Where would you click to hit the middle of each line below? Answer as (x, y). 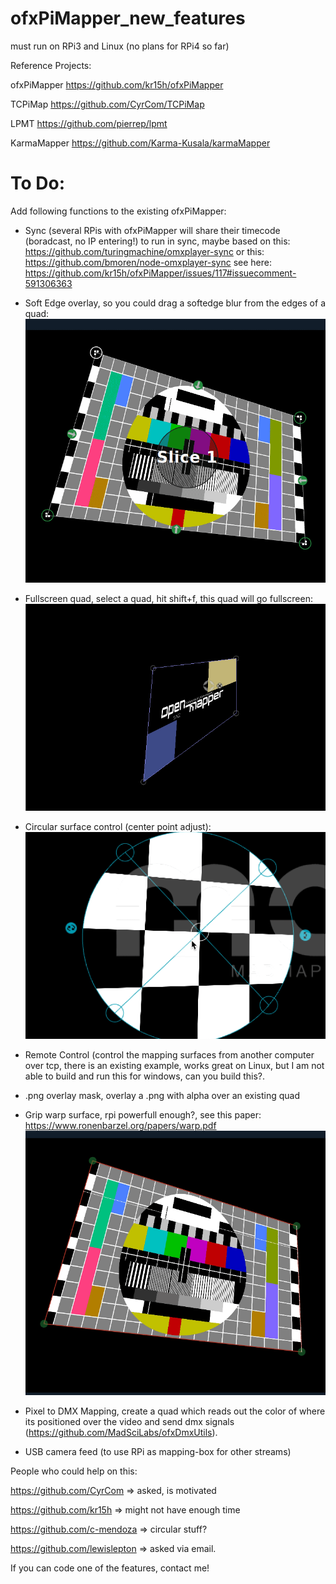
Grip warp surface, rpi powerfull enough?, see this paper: (143, 1115)
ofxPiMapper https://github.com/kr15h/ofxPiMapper (117, 84)
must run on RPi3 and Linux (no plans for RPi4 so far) (120, 46)
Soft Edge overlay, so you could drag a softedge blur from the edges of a (175, 303)
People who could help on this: (74, 1471)
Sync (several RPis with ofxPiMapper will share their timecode (152, 230)
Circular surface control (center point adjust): (118, 827)
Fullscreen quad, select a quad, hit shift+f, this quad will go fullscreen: (168, 599)
